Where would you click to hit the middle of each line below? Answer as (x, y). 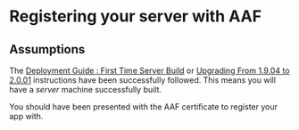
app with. (26, 116)
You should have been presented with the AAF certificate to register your (144, 107)
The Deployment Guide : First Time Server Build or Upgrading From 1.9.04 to (149, 70)
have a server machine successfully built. (86, 89)
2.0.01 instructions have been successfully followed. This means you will (143, 80)
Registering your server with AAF (135, 16)
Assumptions (47, 49)
